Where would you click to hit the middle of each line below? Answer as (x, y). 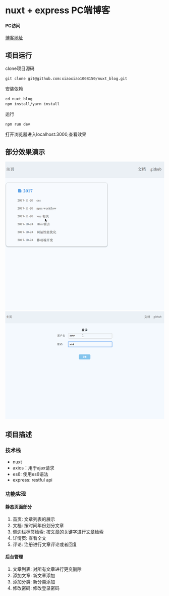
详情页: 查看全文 (29, 538)
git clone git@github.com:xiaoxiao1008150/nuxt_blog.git (66, 79)
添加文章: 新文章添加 (34, 576)
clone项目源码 (20, 68)
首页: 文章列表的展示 (34, 519)
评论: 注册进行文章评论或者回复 (45, 544)
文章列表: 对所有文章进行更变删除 (47, 569)
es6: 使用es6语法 (31, 474)
